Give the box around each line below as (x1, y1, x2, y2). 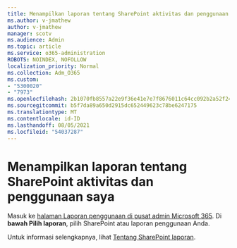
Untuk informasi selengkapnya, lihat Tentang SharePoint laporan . (7, 233, 196, 242)
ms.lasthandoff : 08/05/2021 (7, 121, 90, 129)
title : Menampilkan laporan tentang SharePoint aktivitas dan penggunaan (7, 10, 229, 18)
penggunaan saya (7, 188, 115, 204)
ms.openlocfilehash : (7, 96, 68, 103)
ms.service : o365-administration (7, 50, 106, 57)
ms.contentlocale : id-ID (7, 115, 80, 122)
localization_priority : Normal (7, 63, 99, 70)
